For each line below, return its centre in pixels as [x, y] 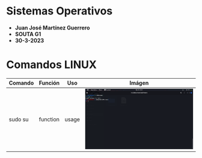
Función [49, 83]
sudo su [19, 120]
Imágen [139, 83]
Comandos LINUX [52, 65]
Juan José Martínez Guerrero [52, 28]
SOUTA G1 [28, 34]
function [49, 120]
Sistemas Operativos [60, 11]
